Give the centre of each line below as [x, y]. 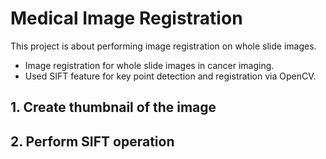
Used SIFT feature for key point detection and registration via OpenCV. [170, 76]
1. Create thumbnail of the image [113, 107]
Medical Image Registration [126, 18]
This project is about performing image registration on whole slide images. [163, 46]
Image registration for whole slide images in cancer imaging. [149, 65]
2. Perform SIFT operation [92, 141]
